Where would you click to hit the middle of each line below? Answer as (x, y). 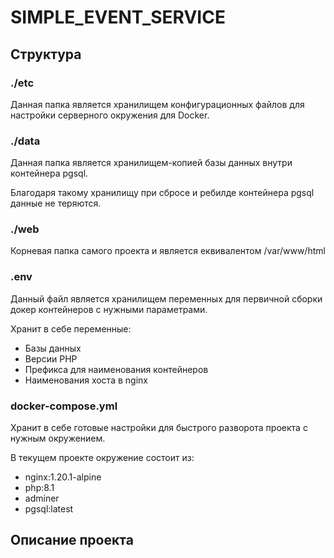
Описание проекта (72, 540)
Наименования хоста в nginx (86, 380)
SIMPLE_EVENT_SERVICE (118, 17)
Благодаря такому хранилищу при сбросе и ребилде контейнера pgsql (162, 193)
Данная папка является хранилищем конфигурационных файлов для (157, 104)
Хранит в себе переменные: (71, 328)
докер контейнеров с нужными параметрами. (109, 309)
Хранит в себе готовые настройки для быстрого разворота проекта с (159, 428)
